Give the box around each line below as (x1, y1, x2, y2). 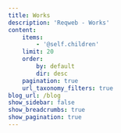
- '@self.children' (36, 41, 100, 49)
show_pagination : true (8, 113, 82, 121)
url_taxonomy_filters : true (22, 84, 113, 92)
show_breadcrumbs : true (8, 106, 86, 114)
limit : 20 (22, 48, 55, 56)
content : (8, 26, 37, 34)
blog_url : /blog (8, 92, 61, 99)
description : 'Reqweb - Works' (8, 19, 110, 27)
